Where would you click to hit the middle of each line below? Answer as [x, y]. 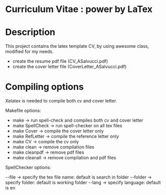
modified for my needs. [30, 52]
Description [30, 32]
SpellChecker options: [28, 167]
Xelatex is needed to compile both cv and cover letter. [61, 101]
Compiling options [45, 87]
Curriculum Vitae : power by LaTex [79, 9]
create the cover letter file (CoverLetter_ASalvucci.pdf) [70, 67]
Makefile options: [23, 111]
